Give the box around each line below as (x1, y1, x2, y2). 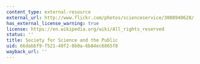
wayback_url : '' (6, 49, 47, 55)
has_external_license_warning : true (6, 20, 99, 26)
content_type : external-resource (6, 9, 91, 15)
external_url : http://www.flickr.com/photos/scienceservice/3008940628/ (6, 15, 195, 21)
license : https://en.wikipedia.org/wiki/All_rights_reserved (6, 26, 165, 32)
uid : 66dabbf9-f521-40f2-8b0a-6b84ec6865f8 (6, 43, 119, 49)
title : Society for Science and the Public (6, 37, 119, 43)
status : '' (6, 32, 34, 38)
